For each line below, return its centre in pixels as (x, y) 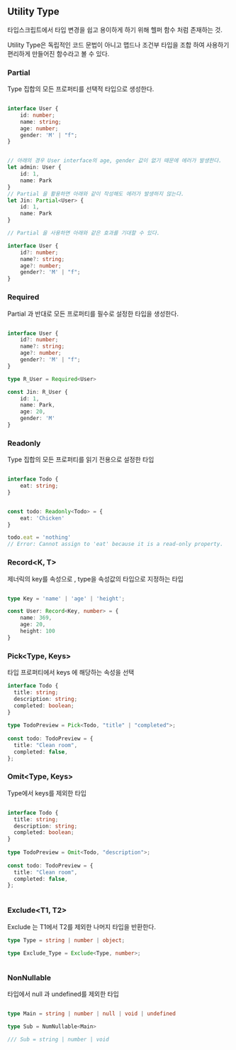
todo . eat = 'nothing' (39, 537)
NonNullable (29, 978)
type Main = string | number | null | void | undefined (91, 1014)
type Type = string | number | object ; (66, 940)
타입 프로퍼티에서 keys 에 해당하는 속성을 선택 (71, 673)
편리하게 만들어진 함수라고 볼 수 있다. (58, 53)
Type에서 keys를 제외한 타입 (47, 793)
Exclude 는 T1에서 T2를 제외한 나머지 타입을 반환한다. (82, 926)
